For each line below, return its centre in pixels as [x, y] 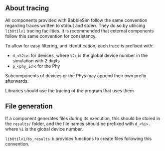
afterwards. [17, 81]
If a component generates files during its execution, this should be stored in [83, 118]
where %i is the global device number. [44, 129]
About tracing [27, 8]
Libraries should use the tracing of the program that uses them [70, 90]
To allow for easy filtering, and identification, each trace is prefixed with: [79, 46]
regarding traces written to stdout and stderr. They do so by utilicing [75, 25]
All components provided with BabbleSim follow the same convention [76, 20]
